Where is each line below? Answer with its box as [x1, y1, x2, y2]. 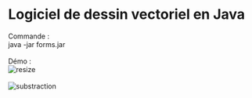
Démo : [8, 56, 31, 66]
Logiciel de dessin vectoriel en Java [8, 5, 245, 24]
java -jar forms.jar [8, 39, 66, 49]
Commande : [8, 31, 49, 41]
